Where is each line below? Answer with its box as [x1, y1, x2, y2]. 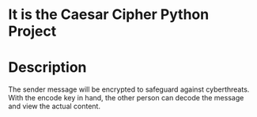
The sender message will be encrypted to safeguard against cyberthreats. [8, 85, 250, 94]
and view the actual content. [8, 101, 101, 111]
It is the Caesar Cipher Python [8, 6, 210, 24]
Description [8, 58, 87, 77]
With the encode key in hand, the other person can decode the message [8, 93, 244, 103]
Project [8, 22, 57, 40]
